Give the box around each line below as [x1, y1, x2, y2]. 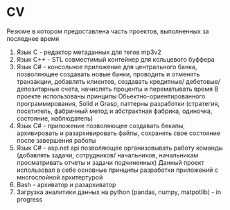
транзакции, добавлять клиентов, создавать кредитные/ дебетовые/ [16, 77, 221, 85]
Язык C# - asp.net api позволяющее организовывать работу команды [16, 143, 223, 152]
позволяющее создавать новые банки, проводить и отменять [16, 70, 200, 78]
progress [16, 195, 43, 203]
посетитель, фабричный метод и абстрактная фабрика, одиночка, [16, 107, 213, 115]
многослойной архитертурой [16, 173, 103, 181]
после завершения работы [16, 136, 96, 144]
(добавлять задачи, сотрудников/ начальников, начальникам [16, 150, 199, 159]
